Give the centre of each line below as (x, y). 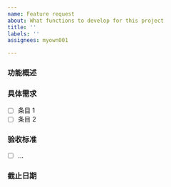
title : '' (22, 27)
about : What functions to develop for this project (85, 21)
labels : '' (24, 34)
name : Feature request (41, 14)
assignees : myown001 (38, 41)
